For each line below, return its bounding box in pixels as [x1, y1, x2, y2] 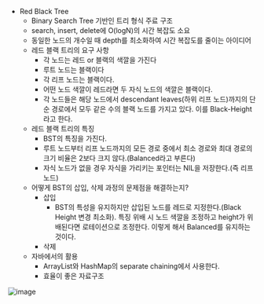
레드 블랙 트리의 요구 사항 [31, 46, 110, 54]
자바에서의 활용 [31, 251, 79, 261]
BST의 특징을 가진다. [42, 134, 108, 143]
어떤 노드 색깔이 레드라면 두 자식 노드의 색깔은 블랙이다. [42, 85, 214, 93]
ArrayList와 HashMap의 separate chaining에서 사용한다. [42, 262, 220, 270]
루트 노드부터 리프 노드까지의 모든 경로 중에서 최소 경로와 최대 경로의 [42, 144, 253, 152]
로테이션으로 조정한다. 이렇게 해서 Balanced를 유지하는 [82, 222, 251, 231]
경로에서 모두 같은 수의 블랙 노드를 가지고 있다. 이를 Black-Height [51, 104, 253, 113]
